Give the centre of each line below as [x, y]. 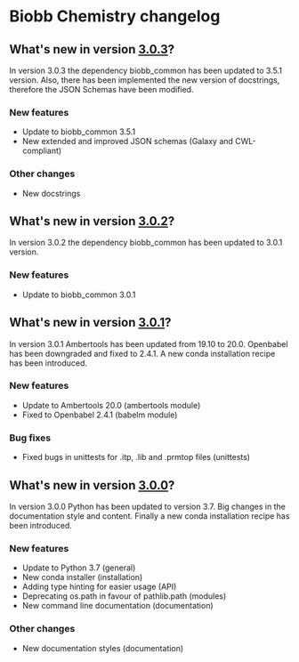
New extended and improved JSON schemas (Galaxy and [128, 141]
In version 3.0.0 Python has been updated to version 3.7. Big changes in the [148, 506]
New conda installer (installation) [82, 577]
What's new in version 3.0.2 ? [92, 221]
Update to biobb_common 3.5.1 [79, 132]
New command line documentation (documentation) [117, 606]
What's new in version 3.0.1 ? [90, 323]
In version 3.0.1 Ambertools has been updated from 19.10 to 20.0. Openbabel [149, 343]
